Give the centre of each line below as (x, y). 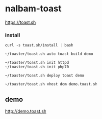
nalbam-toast (33, 9)
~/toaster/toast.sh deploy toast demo (45, 76)
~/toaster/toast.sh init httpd (37, 63)
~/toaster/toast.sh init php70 (37, 67)
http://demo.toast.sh (26, 111)
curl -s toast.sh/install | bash (39, 45)
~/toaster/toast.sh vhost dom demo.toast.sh (51, 84)
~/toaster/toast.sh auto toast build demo (49, 54)
